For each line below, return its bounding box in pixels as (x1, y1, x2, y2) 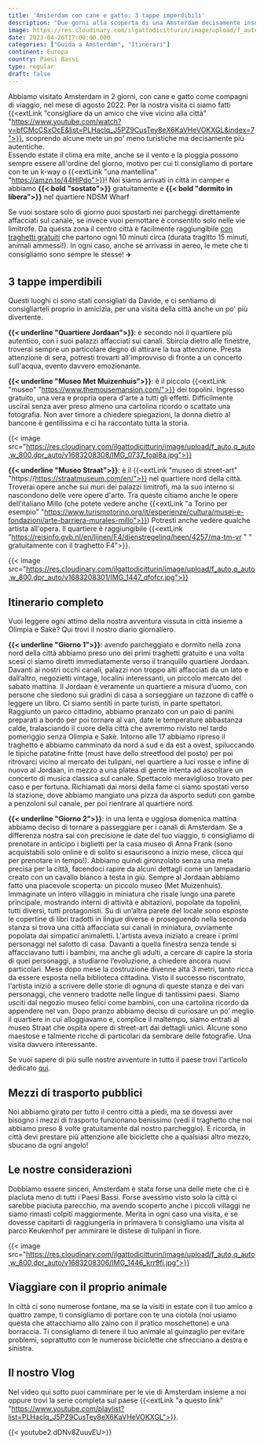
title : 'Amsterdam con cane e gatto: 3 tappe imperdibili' (8, 11, 206, 20)
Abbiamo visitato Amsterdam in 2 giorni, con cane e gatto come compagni (8, 91, 249, 101)
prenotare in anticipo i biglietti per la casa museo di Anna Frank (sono (8, 839, 233, 849)
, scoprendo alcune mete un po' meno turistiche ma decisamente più (21, 133, 245, 142)
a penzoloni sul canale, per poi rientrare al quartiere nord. (8, 799, 195, 809)
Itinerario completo (8, 595, 104, 609)
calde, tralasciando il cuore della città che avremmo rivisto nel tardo (8, 724, 228, 733)
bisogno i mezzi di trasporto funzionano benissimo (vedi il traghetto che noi (8, 1115, 253, 1125)
